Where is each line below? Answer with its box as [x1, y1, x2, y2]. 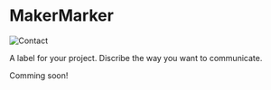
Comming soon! [9, 69, 69, 81]
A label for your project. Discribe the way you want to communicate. [9, 52, 263, 63]
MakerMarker [9, 5, 115, 26]
